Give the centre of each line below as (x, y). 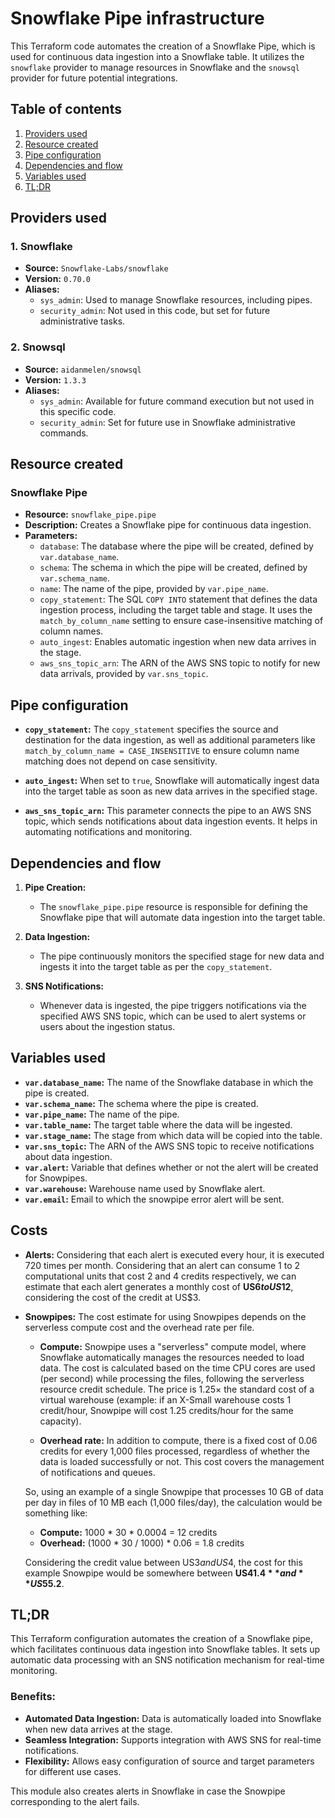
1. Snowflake (41, 247)
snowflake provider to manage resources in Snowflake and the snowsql (155, 67)
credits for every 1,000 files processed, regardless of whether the (174, 1451)
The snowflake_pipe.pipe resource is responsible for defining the (173, 907)
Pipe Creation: (55, 888)
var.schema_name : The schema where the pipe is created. (141, 1103)
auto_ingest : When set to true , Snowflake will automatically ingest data (172, 781)
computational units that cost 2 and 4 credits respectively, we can (160, 1276)
